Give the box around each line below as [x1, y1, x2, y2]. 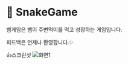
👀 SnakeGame [6, 5, 78, 19]
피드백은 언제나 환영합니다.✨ [6, 38, 74, 45]
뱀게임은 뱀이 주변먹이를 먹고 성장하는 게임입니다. [6, 26, 123, 33]
